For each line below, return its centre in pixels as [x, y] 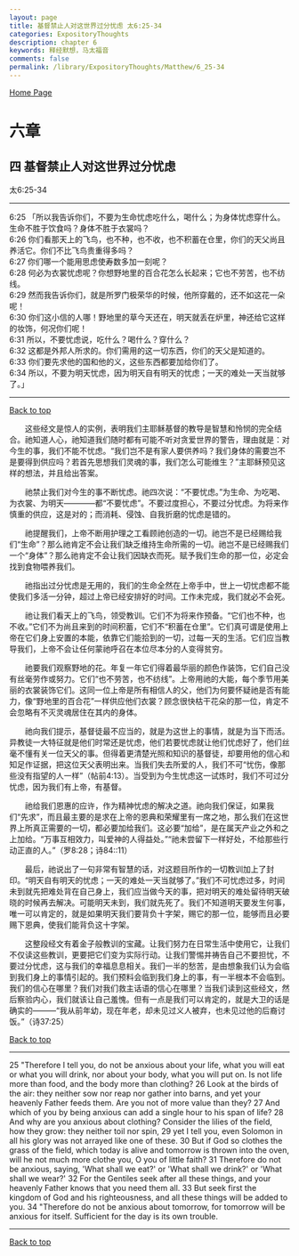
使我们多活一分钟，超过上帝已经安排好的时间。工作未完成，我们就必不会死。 [149, 596]
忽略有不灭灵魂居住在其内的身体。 [79, 712]
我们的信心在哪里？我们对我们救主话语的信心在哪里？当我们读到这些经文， [145, 988]
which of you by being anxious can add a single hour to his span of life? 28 [146, 1112]
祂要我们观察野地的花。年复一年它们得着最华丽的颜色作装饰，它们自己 [154, 668]
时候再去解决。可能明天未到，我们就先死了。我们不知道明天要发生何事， [157, 902]
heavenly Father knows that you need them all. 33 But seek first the [133, 1187]
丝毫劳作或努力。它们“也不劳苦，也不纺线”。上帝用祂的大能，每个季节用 [149, 678]
